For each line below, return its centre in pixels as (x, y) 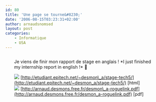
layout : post (19, 29)
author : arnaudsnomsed (29, 24)
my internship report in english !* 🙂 (51, 67)
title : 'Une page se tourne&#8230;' (44, 15)
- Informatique (30, 38)
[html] (134, 83)
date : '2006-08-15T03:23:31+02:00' (43, 19)
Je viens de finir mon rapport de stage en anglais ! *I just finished (83, 62)
